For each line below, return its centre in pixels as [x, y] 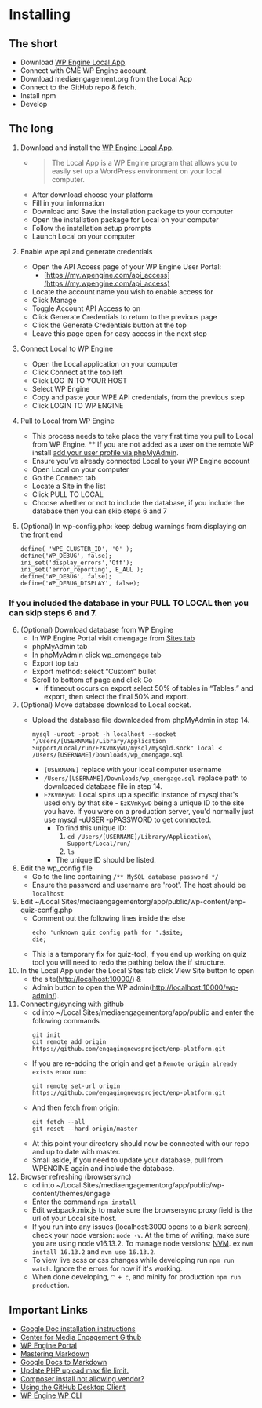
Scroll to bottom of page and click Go [92, 680]
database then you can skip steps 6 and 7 [100, 511]
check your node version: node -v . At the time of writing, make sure [141, 1235]
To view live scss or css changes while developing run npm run [133, 1260]
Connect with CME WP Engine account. [84, 71]
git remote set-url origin [76, 1086]
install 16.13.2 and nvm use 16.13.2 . [94, 1252]
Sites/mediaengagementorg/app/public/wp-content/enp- [153, 902]
